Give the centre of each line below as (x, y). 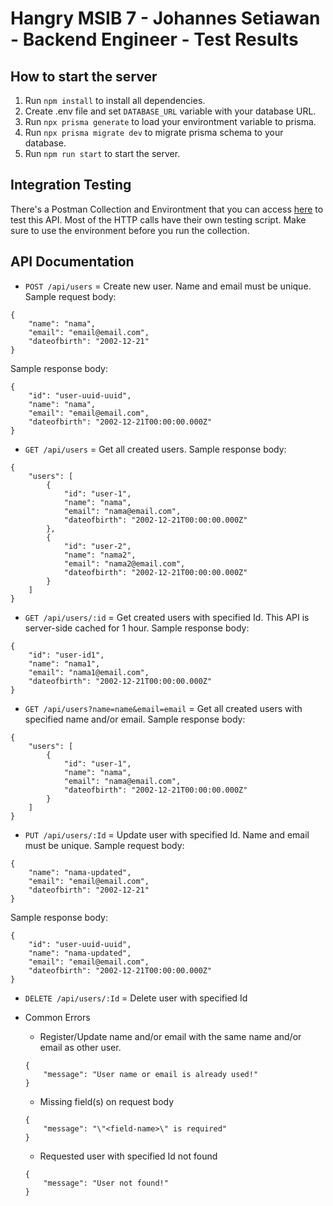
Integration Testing (71, 185)
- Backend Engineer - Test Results (154, 39)
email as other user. (80, 1047)
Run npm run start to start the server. (102, 153)
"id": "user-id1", (66, 655)
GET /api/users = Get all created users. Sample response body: (155, 449)
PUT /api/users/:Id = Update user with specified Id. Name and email (167, 834)
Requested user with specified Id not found (128, 1156)
